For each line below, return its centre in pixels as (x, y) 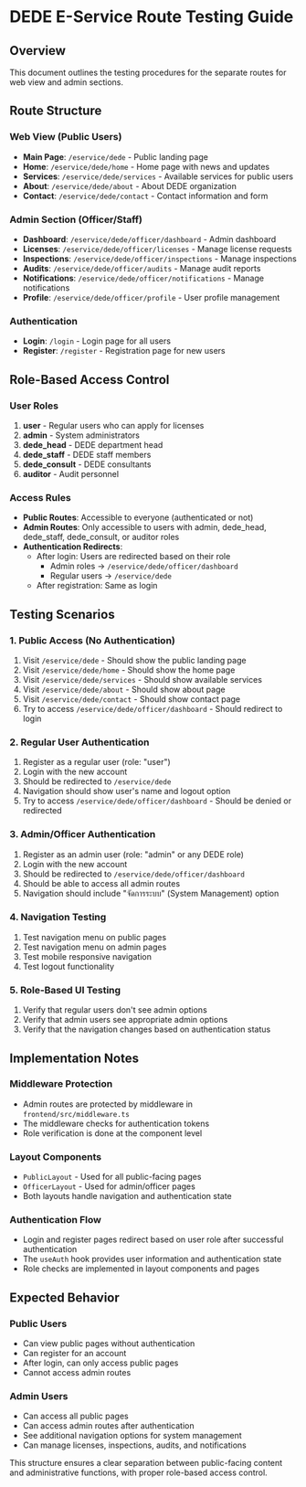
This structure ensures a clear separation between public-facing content (146, 1463)
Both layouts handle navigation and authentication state (127, 1196)
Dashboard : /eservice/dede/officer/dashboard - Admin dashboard (149, 239)
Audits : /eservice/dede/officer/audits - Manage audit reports (142, 268)
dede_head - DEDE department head (93, 444)
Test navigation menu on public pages (95, 937)
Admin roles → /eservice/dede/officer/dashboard (144, 566)
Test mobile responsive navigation (87, 956)
